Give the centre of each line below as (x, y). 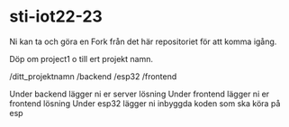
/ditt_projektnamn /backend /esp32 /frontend (93, 76)
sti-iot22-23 (56, 17)
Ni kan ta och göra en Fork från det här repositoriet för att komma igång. (143, 41)
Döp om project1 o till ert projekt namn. (81, 59)
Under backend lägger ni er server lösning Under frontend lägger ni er (140, 94)
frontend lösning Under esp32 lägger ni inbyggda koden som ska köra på (145, 103)
